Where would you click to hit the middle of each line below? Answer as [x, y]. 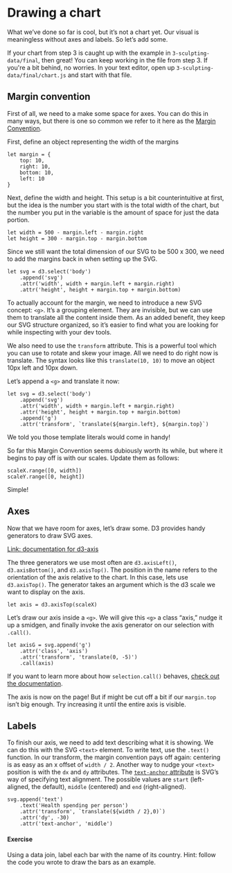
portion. [18, 219]
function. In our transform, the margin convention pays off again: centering [114, 757]
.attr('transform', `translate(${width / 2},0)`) [93, 812]
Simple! [18, 489]
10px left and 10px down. [43, 367]
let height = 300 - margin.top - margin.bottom [77, 238]
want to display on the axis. [46, 592]
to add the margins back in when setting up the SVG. [82, 259]
